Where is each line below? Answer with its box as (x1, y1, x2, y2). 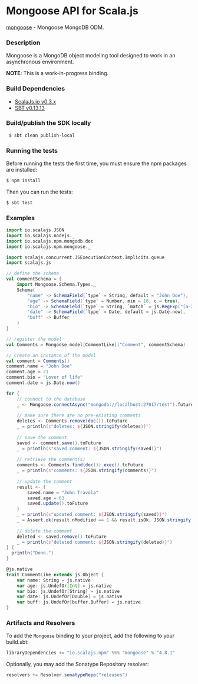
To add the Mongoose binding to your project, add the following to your (6, 632, 175, 640)
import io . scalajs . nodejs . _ (6, 233, 75, 238)
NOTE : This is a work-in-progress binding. (6, 70, 109, 77)
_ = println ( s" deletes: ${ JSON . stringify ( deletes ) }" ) (16, 424, 151, 430)
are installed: (6, 166, 38, 173)
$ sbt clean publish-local (8, 132, 75, 138)
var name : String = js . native (16, 577, 91, 583)
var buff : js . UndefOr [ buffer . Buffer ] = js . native (16, 599, 141, 605)
